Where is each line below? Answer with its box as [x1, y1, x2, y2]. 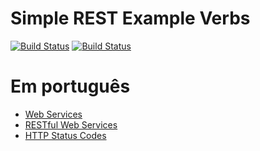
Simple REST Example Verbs [10, 7, 251, 30]
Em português [10, 75, 131, 98]
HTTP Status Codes [24, 129, 107, 141]
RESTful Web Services [24, 118, 118, 131]
